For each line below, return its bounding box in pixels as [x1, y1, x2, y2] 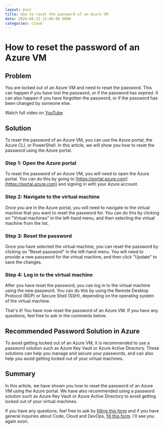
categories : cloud [5, 21, 43, 26]
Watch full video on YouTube [5, 110, 63, 116]
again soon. [5, 418, 29, 424]
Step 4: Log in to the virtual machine [5, 271, 93, 278]
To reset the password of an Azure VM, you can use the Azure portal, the [5, 137, 153, 143]
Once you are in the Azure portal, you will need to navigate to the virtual [5, 204, 150, 211]
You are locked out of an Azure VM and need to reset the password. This [5, 85, 152, 91]
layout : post [5, 7, 32, 12]
